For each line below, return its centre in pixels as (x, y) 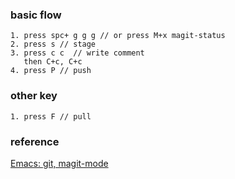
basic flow (36, 15)
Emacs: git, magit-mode (59, 163)
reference (35, 141)
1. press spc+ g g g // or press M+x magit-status (118, 36)
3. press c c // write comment (77, 53)
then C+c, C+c (53, 62)
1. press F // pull (51, 116)
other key (34, 96)
